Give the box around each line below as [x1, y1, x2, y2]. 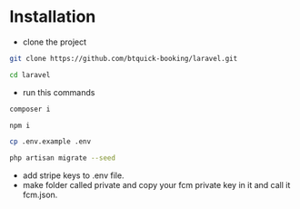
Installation [9, 6, 96, 27]
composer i [9, 104, 51, 114]
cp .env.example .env [9, 137, 92, 146]
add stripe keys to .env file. [22, 170, 125, 181]
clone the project [22, 36, 87, 47]
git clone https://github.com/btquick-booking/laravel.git [9, 54, 238, 63]
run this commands [22, 86, 95, 97]
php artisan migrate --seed [9, 154, 116, 163]
